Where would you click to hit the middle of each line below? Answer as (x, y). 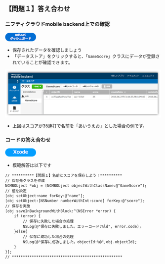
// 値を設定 (16, 191)
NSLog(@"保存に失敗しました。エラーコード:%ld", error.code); (82, 227)
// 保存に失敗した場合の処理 (48, 221)
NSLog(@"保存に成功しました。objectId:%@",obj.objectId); (80, 242)
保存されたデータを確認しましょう (47, 50)
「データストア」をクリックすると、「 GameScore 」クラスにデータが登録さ (86, 56)
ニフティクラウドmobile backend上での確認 (58, 24)
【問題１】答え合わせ (38, 9)
